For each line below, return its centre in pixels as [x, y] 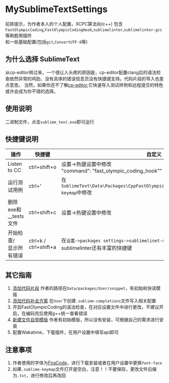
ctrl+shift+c [42, 213]
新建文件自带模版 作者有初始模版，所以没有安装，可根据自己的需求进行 [86, 320]
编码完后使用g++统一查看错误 [57, 313]
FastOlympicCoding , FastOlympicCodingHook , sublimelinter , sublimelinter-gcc [84, 29]
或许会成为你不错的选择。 [32, 91]
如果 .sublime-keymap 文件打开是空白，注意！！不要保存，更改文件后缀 [84, 369]
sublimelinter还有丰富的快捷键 [97, 248]
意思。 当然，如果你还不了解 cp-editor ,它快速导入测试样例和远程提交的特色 [86, 85]
